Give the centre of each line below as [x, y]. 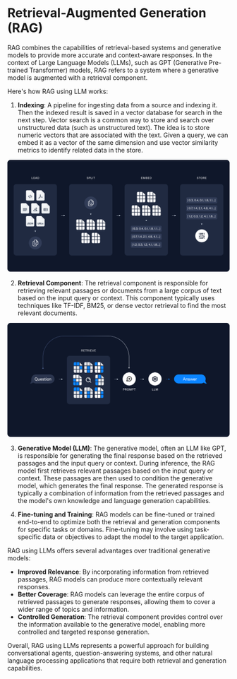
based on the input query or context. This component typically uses [116, 297]
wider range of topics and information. [73, 610]
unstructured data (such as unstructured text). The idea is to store [114, 127]
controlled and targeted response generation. [84, 632]
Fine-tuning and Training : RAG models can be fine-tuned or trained [116, 514]
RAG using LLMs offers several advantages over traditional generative [109, 551]
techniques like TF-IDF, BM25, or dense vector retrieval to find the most [122, 305]
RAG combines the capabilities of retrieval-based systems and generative [114, 47]
